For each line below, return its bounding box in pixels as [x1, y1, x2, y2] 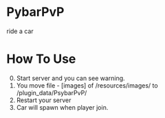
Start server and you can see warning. [16, 74, 125, 82]
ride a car [6, 27, 34, 35]
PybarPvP [6, 4, 65, 20]
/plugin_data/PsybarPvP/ [16, 88, 87, 97]
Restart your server [16, 96, 71, 104]
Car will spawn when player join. [16, 103, 109, 111]
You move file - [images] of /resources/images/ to [16, 81, 159, 90]
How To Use [6, 51, 76, 67]
